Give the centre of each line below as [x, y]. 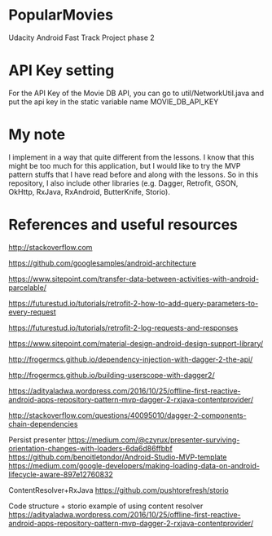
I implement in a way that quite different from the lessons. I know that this [132, 157]
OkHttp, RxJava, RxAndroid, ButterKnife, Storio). [90, 191]
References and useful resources [123, 225]
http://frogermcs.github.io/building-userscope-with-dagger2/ [112, 375]
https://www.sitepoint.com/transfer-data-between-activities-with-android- [134, 279]
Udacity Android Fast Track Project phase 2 [81, 37]
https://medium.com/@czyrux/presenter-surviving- [154, 439]
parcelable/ [28, 288]
